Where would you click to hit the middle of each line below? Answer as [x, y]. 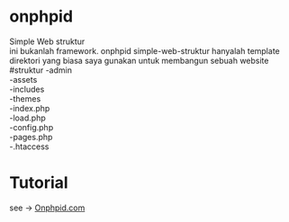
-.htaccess [29, 147]
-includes [27, 89]
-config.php [32, 127]
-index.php [30, 108]
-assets [23, 79]
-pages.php [31, 137]
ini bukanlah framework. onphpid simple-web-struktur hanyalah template [145, 50]
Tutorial [39, 183]
